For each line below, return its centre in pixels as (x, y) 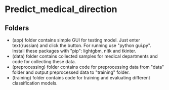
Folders (17, 28)
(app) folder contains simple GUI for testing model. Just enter (76, 40)
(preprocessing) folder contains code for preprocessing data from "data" (88, 67)
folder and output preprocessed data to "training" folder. (71, 72)
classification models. (35, 83)
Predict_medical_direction (61, 9)
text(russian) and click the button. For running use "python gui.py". (81, 46)
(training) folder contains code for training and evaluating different (81, 78)
